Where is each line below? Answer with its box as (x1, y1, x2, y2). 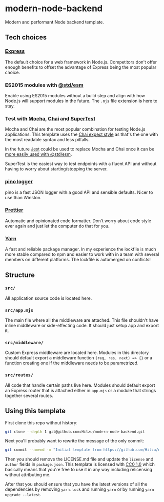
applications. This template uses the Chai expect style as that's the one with (5, 131, 158, 137)
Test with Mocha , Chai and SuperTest (5, 115, 96, 122)
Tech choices (5, 33, 47, 42)
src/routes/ (5, 372, 34, 378)
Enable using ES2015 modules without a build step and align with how (5, 92, 145, 98)
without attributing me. (5, 472, 51, 478)
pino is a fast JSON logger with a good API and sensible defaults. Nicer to (5, 189, 153, 195)
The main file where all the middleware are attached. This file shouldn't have (5, 317, 159, 323)
